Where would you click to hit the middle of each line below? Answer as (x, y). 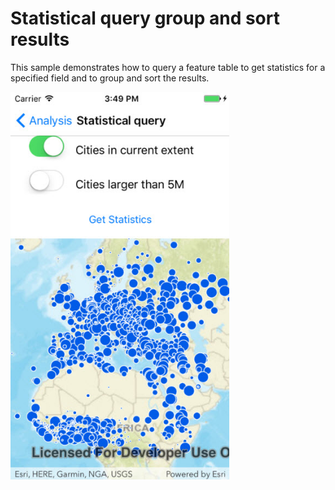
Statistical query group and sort (145, 18)
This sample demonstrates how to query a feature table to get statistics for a (168, 67)
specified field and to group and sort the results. (110, 78)
